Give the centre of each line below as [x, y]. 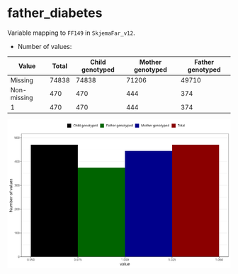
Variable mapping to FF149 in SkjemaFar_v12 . [72, 33]
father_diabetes [55, 13]
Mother [150, 62]
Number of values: [45, 46]
